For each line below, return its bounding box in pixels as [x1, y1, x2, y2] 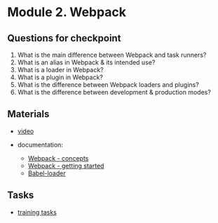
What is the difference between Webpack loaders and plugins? [17, 81, 200, 88]
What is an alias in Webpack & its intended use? [17, 58, 156, 67]
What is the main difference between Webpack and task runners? [17, 50, 207, 59]
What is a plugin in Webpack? [17, 73, 104, 81]
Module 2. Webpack [7, 4, 126, 20]
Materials [7, 108, 50, 120]
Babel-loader [27, 169, 66, 177]
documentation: [17, 140, 63, 149]
